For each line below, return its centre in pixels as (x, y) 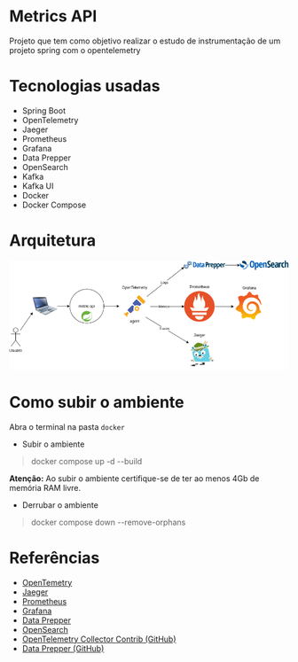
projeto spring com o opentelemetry (75, 50)
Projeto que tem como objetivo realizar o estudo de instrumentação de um (145, 41)
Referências (55, 558)
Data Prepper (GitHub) (63, 648)
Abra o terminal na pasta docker (67, 426)
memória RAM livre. (45, 487)
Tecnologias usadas (85, 86)
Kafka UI (38, 186)
